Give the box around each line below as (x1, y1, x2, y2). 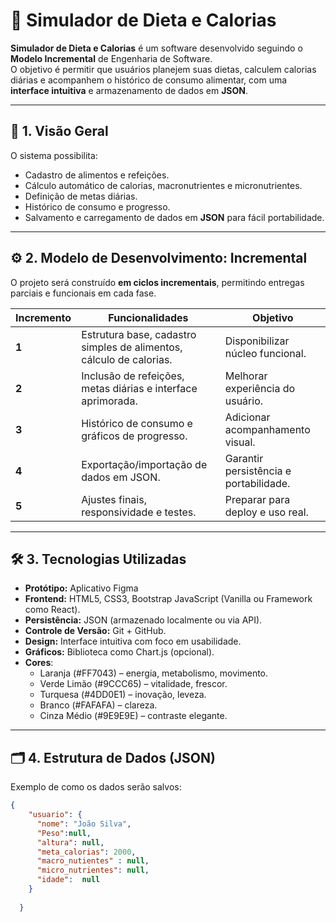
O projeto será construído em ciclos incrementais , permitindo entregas (10, 276, 305, 288)
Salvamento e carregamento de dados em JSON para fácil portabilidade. (24, 211, 325, 223)
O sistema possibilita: (10, 149, 98, 161)
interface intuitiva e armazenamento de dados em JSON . (10, 84, 249, 96)
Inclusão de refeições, (81, 369, 185, 383)
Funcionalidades (108, 310, 189, 324)
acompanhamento (224, 422, 311, 436)
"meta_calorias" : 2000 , (36, 847, 137, 857)
